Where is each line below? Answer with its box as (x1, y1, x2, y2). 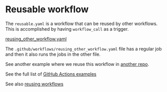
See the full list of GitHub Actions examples (5, 71, 97, 77)
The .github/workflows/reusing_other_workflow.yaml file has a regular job (5, 45, 162, 52)
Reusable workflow (5, 4, 89, 15)
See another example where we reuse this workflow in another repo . (5, 61, 150, 67)
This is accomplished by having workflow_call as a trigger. (5, 26, 129, 32)
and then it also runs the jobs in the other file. (5, 51, 101, 57)
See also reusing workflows (5, 81, 64, 87)
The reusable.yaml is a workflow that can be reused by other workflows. (5, 20, 158, 27)
